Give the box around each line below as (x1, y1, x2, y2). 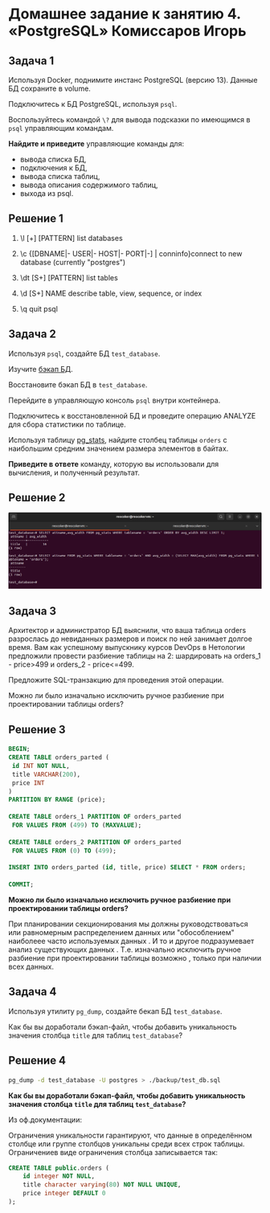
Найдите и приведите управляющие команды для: (8, 139, 185, 149)
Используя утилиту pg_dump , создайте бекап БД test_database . (8, 1006, 223, 1016)
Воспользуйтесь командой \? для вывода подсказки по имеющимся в (8, 115, 251, 125)
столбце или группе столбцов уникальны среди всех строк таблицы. (8, 1138, 245, 1149)
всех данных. (8, 962, 55, 972)
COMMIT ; (8, 880, 35, 888)
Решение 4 (8, 1054, 67, 1068)
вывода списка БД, (19, 154, 87, 164)
